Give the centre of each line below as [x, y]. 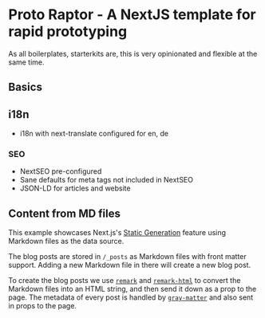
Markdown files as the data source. [66, 241]
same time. [27, 62]
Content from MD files [65, 213]
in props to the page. [43, 306]
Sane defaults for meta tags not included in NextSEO [107, 180]
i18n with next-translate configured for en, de [94, 134]
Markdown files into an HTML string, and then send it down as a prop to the [132, 289]
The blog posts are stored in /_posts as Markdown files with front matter [128, 257]
